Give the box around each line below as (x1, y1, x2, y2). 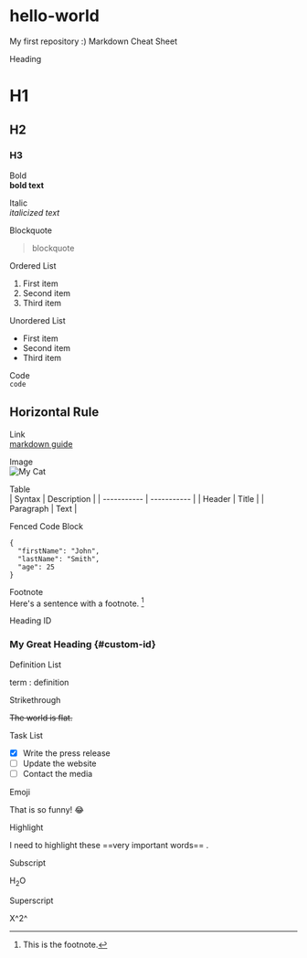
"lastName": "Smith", (17, 554, 101, 563)
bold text (9, 179, 44, 190)
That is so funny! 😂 (9, 804, 85, 814)
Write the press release (22, 747, 111, 759)
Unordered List (9, 314, 66, 325)
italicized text (9, 207, 60, 218)
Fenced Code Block (9, 520, 84, 531)
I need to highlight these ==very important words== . (9, 839, 209, 850)
